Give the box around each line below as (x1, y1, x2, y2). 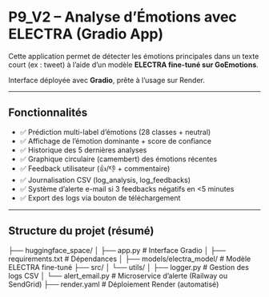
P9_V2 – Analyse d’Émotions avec (8, 8, 238, 26)
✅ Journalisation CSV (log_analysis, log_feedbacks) (19, 175, 191, 184)
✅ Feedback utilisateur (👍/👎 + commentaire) (19, 164, 171, 173)
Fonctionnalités (8, 106, 88, 120)
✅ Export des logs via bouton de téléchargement (19, 192, 181, 203)
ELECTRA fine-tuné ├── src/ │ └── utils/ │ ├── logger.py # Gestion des (8, 262, 250, 271)
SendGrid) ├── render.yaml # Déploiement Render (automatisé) (8, 279, 219, 289)
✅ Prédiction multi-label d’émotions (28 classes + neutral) (19, 127, 211, 137)
